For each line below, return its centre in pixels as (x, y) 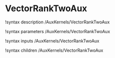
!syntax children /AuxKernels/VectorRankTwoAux (54, 50)
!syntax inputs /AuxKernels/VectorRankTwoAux (52, 41)
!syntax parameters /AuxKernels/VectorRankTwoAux (58, 31)
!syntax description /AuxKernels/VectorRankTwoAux (57, 22)
